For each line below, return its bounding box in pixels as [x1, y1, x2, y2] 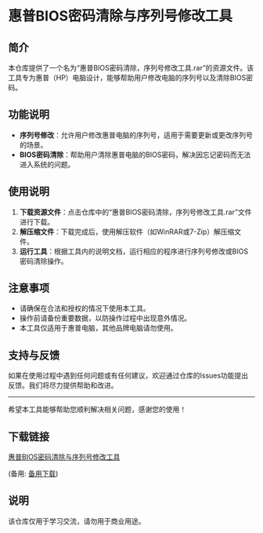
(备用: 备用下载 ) [8, 469, 59, 479]
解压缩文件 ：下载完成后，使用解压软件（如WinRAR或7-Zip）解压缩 [19, 227, 235, 236]
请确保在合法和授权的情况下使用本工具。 [19, 304, 150, 313]
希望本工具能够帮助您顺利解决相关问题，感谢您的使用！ [8, 405, 186, 414]
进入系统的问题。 [19, 159, 75, 169]
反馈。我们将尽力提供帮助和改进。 [8, 381, 118, 390]
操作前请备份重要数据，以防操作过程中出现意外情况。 [19, 313, 192, 323]
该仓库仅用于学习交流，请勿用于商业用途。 [8, 516, 146, 526]
